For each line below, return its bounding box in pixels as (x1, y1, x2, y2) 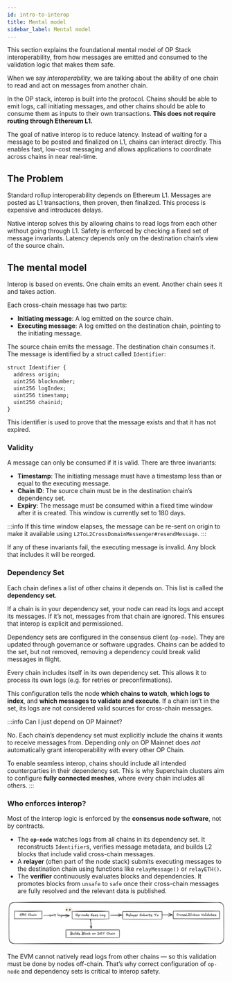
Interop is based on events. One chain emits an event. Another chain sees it (7, 280, 223, 288)
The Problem (7, 172, 64, 184)
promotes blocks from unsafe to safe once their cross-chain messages (17, 879, 220, 888)
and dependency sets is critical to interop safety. (21, 967, 161, 975)
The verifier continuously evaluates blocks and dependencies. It (17, 872, 202, 880)
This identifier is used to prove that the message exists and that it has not (7, 418, 217, 426)
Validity (7, 442, 34, 452)
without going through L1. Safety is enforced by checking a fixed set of (7, 226, 209, 235)
